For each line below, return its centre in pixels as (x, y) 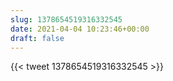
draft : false (37, 38)
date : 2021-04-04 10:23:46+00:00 (80, 29)
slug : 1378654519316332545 (66, 19)
